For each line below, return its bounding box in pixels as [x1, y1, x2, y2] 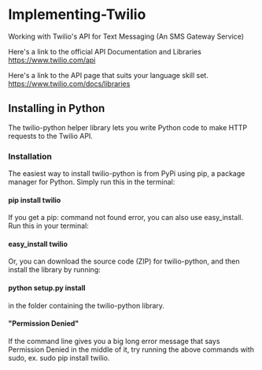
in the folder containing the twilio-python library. [8, 301, 165, 310]
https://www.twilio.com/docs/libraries [8, 79, 131, 88]
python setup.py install [8, 283, 86, 293]
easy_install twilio [8, 239, 68, 249]
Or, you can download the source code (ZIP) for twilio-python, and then [8, 256, 240, 266]
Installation [8, 151, 53, 162]
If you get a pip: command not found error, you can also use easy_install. [8, 213, 244, 222]
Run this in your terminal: [8, 221, 89, 230]
